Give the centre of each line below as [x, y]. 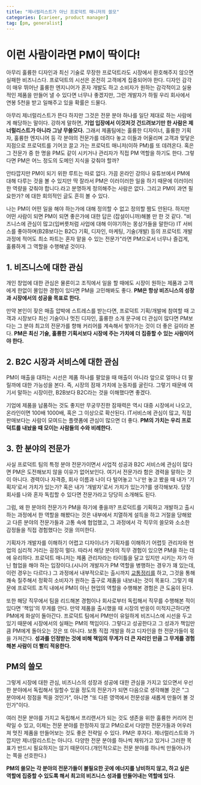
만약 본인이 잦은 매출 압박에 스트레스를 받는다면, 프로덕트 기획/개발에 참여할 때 [97, 311]
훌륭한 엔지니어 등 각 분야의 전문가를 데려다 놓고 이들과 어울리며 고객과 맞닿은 [104, 138]
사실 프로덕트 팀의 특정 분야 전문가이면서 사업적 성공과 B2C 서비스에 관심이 [94, 464]
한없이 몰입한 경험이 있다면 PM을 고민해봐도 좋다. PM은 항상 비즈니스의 [100, 290]
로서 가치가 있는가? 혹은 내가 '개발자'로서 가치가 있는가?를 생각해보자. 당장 [104, 487]
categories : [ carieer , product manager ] [58, 17]
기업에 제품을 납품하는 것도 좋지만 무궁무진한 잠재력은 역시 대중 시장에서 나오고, [99, 405]
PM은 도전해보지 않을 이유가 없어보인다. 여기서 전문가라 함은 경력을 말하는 [99, 472]
